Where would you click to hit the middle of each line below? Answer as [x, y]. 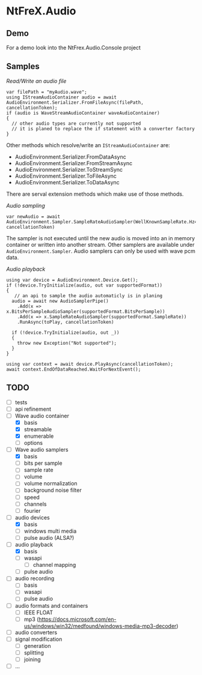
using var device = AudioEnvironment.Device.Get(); [72, 280]
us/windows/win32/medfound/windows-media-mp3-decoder [100, 626]
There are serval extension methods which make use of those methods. [95, 194]
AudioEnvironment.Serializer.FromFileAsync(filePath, [75, 102]
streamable [38, 429]
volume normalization [50, 483]
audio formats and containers [51, 605]
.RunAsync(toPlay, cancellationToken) [66, 322]
